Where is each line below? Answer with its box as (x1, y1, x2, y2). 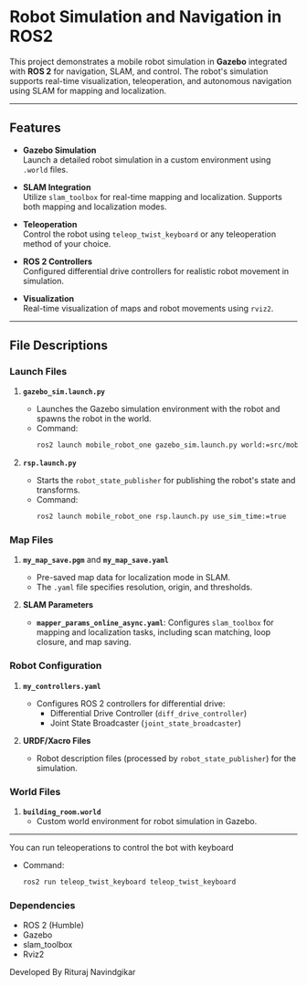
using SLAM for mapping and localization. (9, 85, 167, 96)
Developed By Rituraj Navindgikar (9, 967, 136, 978)
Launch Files (9, 366, 68, 378)
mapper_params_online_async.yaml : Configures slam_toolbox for (36, 617, 274, 628)
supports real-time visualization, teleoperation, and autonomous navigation (9, 75, 292, 86)
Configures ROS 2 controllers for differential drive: (36, 697, 226, 709)
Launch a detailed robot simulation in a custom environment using (22, 154, 271, 165)
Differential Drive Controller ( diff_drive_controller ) (49, 707, 248, 718)
